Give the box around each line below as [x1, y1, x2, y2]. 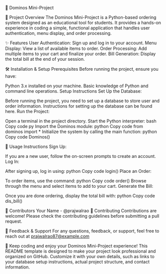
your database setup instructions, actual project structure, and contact [5, 259, 150, 265]
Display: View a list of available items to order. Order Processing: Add [5, 45, 147, 51]
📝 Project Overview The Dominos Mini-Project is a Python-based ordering [5, 14, 157, 20]
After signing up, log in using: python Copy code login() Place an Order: [5, 168, 152, 174]
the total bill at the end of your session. [5, 56, 85, 62]
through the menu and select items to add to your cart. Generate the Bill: [5, 183, 154, 189]
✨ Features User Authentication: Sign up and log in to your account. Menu [5, 40, 157, 46]
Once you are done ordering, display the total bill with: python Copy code [5, 193, 155, 199]
